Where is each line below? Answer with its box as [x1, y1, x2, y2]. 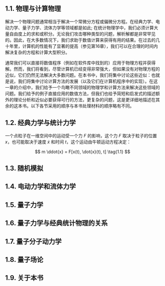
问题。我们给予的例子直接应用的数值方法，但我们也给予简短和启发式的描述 [5, 91, 156, 96]
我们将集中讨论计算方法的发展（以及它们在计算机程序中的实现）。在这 [18, 78, 158, 84]
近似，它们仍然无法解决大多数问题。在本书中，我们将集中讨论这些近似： [5, 72, 151, 78]
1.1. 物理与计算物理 [5, 4, 61, 13]
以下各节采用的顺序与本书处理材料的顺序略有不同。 [30, 103, 134, 109]
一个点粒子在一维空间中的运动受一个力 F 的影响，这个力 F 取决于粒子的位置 [5, 132, 157, 138]
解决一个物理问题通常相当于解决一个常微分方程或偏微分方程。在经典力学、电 [5, 18, 160, 24]
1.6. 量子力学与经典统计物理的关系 [5, 219, 108, 227]
